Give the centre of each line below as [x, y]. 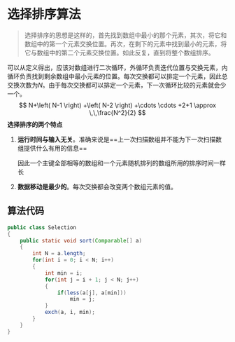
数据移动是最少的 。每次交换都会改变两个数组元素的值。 [97, 186]
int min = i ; [63, 273]
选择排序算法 [44, 14]
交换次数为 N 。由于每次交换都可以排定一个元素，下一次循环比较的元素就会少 [117, 85]
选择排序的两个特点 [35, 124]
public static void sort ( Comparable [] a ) [81, 240]
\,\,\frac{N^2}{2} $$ [117, 112]
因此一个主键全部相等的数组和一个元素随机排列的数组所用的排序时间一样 [121, 163]
